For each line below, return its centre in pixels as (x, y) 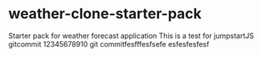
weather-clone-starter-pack (105, 14)
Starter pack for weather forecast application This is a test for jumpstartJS (131, 36)
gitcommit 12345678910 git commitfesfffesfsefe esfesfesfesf (109, 44)
